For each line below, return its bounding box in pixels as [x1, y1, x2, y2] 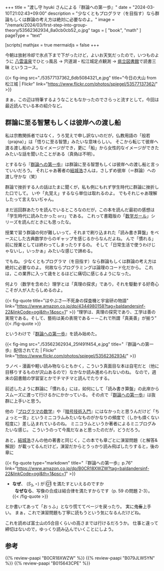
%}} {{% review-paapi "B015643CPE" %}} [5, 560, 91, 566]
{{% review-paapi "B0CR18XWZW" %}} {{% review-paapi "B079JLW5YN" [5, 555, 155, 561]
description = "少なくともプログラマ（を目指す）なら [47, 10, 155, 16]
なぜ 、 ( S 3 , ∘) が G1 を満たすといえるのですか [12, 481, 104, 488]
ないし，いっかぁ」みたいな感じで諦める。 [9, 247, 95, 254]
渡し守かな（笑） [5, 173, 40, 179]
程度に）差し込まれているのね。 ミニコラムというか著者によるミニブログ [5, 420, 152, 426]
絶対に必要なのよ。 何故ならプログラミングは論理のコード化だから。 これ [5, 264, 153, 270]
